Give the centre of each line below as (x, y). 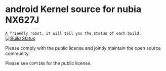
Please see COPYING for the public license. (48, 63)
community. (17, 53)
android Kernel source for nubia (73, 9)
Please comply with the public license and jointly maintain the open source (83, 48)
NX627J (22, 20)
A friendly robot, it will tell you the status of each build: (73, 33)
